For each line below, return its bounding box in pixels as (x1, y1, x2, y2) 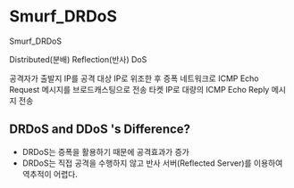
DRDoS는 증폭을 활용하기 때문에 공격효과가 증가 (21, 146, 189, 157)
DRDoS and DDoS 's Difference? (9, 122, 190, 137)
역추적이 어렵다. (21, 168, 78, 179)
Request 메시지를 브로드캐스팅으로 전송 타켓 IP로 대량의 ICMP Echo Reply (9, 84, 270, 94)
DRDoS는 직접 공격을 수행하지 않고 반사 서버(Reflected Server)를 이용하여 (21, 158, 283, 168)
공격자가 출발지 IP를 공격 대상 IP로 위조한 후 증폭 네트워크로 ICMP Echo (9, 73, 259, 84)
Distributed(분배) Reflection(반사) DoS (9, 53, 147, 64)
